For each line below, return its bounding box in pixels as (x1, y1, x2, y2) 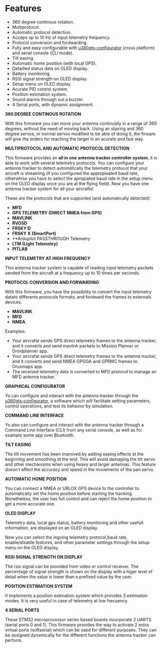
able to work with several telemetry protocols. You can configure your (5, 160, 145, 166)
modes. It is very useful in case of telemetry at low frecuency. (5, 597, 129, 603)
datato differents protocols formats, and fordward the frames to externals (5, 294, 151, 299)
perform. (5, 637, 23, 643)
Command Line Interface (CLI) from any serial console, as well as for (5, 427, 142, 433)
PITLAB (12, 246, 28, 252)
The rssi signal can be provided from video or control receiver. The (5, 563, 139, 569)
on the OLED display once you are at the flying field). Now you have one (5, 180, 149, 186)
